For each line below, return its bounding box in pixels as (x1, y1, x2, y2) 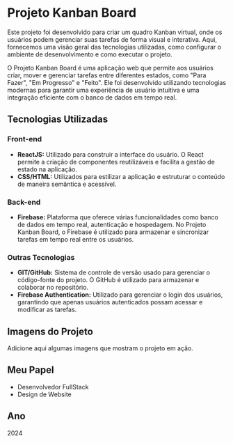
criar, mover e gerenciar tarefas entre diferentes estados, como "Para (7, 71, 207, 79)
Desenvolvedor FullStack (17, 382, 89, 391)
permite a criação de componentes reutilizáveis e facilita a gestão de (17, 157, 216, 166)
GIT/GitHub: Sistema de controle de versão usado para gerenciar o (17, 268, 211, 277)
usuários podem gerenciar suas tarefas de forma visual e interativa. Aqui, (7, 35, 218, 43)
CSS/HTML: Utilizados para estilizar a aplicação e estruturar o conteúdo (17, 172, 225, 180)
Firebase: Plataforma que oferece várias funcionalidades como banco (17, 212, 219, 221)
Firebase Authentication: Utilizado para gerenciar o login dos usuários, (17, 290, 223, 299)
